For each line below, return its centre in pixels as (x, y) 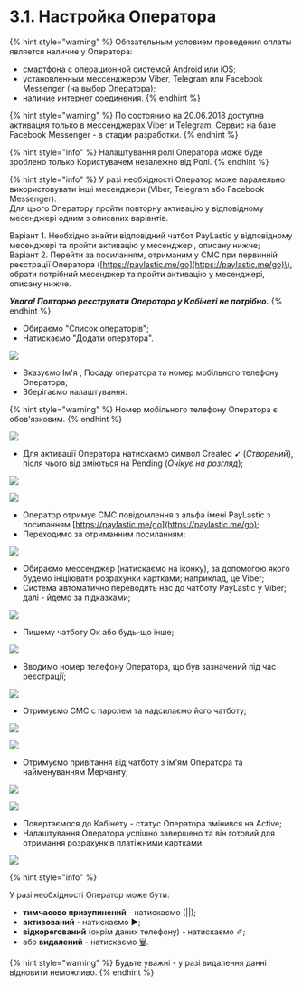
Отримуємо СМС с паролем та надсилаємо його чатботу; (134, 710)
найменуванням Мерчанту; (75, 771)
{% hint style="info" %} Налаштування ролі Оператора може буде (136, 152)
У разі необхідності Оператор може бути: (90, 894)
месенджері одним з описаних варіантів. (89, 217)
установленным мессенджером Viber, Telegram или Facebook (143, 78)
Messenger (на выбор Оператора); (89, 88)
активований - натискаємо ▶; (82, 922)
